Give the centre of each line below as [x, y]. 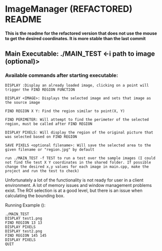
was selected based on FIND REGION [41, 137]
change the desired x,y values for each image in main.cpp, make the [77, 167]
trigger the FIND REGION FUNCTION [40, 90]
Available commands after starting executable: [62, 75]
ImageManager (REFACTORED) [69, 9]
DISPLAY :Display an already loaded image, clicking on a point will [77, 86]
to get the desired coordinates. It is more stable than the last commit [75, 38]
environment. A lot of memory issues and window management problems [79, 185]
